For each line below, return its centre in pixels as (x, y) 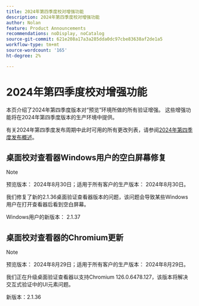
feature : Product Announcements (46, 28)
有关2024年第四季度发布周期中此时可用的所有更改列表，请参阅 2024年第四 (97, 130)
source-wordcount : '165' (37, 50)
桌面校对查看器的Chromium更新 (65, 238)
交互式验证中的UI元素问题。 (40, 285)
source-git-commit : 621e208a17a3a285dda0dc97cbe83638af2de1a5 (84, 39)
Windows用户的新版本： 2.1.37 (44, 217)
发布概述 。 (24, 137)
